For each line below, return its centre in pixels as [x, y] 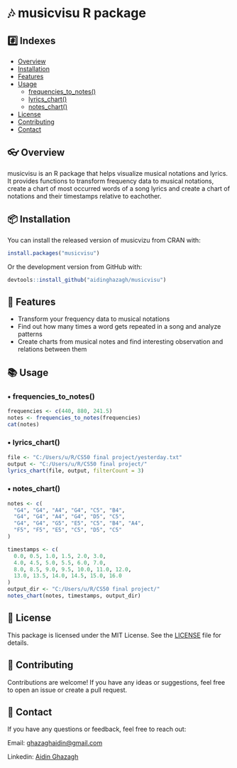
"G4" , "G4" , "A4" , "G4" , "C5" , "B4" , [70, 510]
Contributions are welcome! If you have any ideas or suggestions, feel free [116, 682]
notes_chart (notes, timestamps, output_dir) [74, 596]
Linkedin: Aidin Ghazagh [43, 757]
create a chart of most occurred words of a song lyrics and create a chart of [119, 188]
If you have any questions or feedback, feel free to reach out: [97, 729]
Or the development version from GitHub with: [75, 267]
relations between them [52, 349]
